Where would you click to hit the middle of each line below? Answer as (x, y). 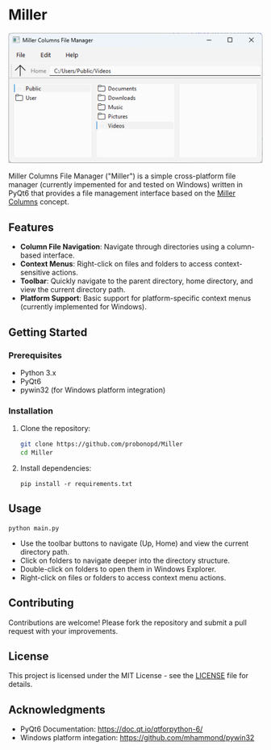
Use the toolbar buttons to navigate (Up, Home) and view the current (134, 543)
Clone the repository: (55, 429)
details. (21, 685)
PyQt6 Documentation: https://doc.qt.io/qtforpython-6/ (111, 729)
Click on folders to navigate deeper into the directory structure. (125, 560)
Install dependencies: (56, 468)
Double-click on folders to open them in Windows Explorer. (118, 569)
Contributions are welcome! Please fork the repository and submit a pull (128, 622)
